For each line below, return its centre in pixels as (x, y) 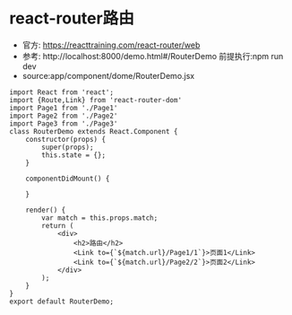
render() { (46, 210)
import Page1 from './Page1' (64, 108)
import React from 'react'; (62, 92)
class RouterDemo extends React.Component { (94, 131)
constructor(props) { (65, 139)
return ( (58, 225)
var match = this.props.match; (100, 218)
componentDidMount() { (68, 179)
